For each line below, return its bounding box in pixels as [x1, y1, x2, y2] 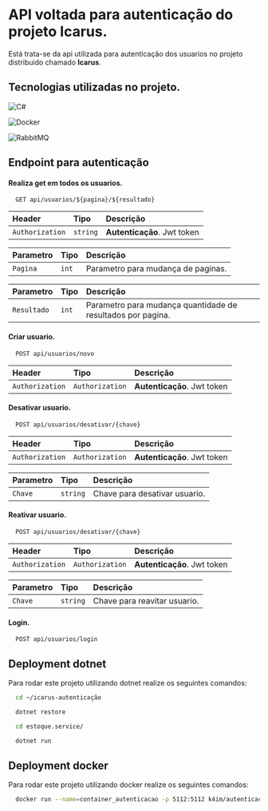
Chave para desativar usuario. [93, 488, 206, 499]
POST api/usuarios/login [15, 635, 98, 643]
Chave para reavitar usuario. [93, 595, 199, 606]
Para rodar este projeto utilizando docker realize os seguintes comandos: [8, 780, 249, 789]
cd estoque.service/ [15, 722, 84, 730]
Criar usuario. [8, 331, 56, 341]
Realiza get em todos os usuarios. [8, 178, 123, 188]
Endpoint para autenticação [8, 156, 149, 169]
